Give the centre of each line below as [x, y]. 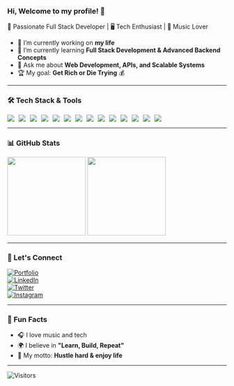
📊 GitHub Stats [34, 143]
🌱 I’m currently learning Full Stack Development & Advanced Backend [119, 50]
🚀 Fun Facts [27, 320]
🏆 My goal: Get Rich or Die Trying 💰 [71, 73]
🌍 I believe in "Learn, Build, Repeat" [71, 346]
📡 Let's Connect [35, 257]
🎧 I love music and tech [52, 335]
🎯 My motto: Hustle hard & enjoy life [70, 355]
